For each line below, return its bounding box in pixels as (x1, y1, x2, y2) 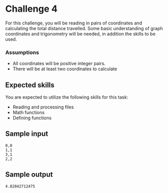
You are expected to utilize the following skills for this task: (5, 94, 128, 100)
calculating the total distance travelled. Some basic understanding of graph (5, 25, 163, 31)
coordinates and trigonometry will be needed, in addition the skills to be (5, 31, 156, 37)
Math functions (12, 109, 45, 116)
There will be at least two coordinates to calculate (12, 66, 117, 72)
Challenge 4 (5, 3, 58, 15)
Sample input (5, 129, 48, 138)
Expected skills (5, 80, 55, 89)
